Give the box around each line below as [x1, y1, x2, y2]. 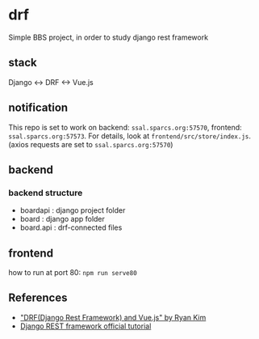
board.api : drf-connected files [19, 222, 123, 232]
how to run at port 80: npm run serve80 [8, 268, 137, 278]
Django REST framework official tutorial [19, 321, 152, 331]
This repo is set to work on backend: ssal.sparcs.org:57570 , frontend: [8, 122, 242, 132]
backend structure [8, 187, 83, 198]
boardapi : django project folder [19, 206, 126, 215]
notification [8, 101, 69, 115]
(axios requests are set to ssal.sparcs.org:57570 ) [8, 139, 173, 149]
